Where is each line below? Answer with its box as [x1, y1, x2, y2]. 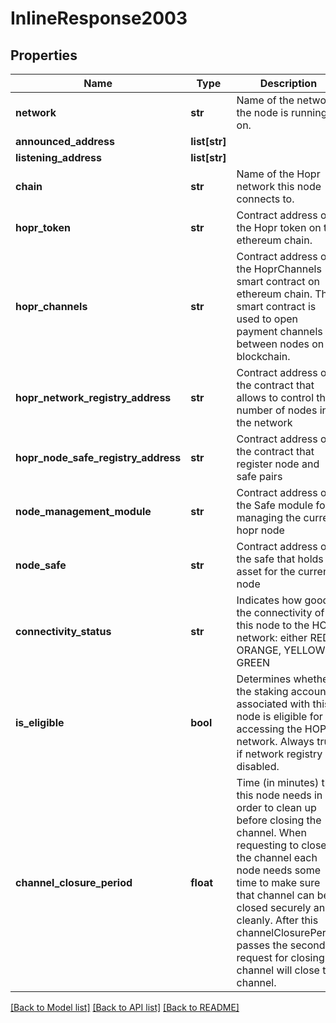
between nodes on [236, 337, 325, 351]
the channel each [236, 851, 318, 864]
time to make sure [236, 876, 321, 889]
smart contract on [236, 275, 320, 288]
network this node [236, 180, 322, 193]
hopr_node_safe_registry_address [15, 451, 182, 464]
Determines [236, 672, 292, 686]
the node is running [236, 106, 328, 119]
